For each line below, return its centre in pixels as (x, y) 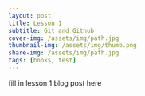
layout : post (30, 16)
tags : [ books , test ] (43, 61)
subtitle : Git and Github (51, 30)
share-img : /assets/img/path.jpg (64, 53)
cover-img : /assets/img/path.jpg (64, 38)
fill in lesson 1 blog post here (55, 83)
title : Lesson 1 (35, 23)
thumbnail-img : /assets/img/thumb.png (72, 46)
